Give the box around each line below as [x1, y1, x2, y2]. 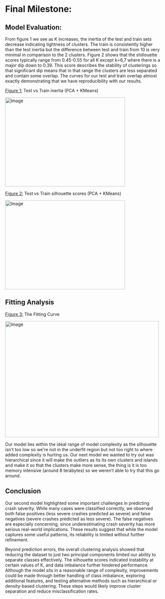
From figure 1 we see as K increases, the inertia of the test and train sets [5, 36, 152, 42]
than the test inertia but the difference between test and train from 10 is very [5, 47, 160, 52]
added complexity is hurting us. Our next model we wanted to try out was [5, 452, 154, 458]
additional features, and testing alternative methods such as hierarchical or [5, 578, 157, 584]
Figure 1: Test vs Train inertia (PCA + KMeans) [5, 88, 99, 93]
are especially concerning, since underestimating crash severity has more [5, 521, 155, 527]
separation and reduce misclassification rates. [5, 588, 99, 594]
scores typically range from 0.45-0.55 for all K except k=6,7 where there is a [5, 57, 161, 63]
